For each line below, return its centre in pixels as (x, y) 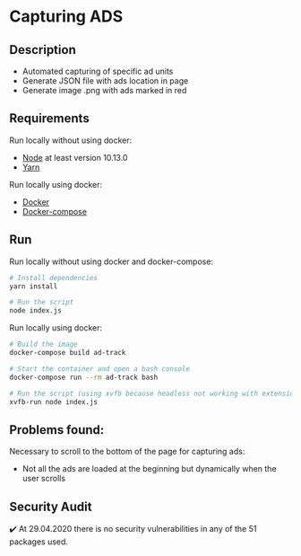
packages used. (39, 542)
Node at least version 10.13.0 (75, 157)
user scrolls (43, 479)
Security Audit (51, 506)
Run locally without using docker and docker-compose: (111, 261)
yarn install (34, 286)
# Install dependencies (54, 278)
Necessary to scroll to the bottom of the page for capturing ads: (127, 452)
